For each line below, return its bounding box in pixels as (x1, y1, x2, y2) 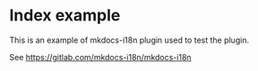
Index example (9, 5, 121, 26)
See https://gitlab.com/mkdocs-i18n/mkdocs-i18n (9, 51, 192, 62)
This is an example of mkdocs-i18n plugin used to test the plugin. (9, 35, 249, 45)
